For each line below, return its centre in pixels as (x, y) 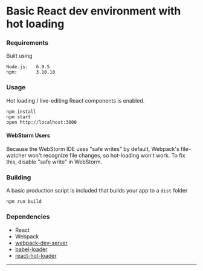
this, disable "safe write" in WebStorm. (54, 162)
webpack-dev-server (41, 243)
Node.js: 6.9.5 (28, 67)
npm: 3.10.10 (31, 72)
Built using (19, 56)
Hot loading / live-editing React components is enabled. (76, 100)
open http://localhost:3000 (42, 122)
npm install (21, 112)
